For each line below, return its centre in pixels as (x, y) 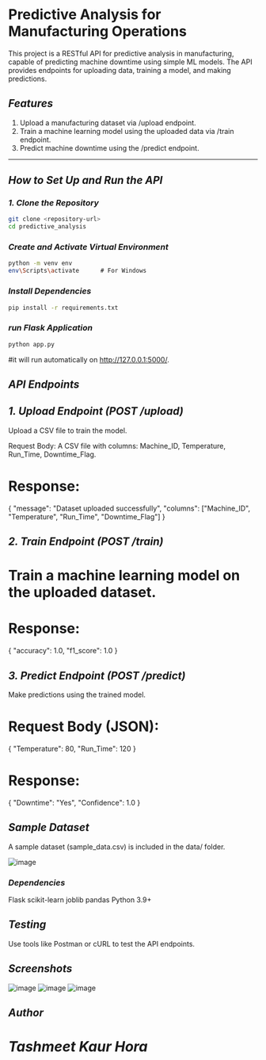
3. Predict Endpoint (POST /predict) (97, 675)
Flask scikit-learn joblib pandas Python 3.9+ (80, 900)
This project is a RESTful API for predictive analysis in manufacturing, (121, 53)
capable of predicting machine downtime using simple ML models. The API (130, 62)
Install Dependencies (50, 291)
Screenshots (40, 969)
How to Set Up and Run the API (85, 180)
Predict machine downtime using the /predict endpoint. (109, 147)
